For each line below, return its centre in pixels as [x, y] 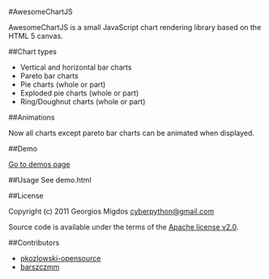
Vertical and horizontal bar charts [76, 67]
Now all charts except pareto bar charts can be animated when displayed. [132, 133]
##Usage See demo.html [50, 180]
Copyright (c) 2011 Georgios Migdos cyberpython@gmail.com [111, 211]
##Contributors [34, 243]
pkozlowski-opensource [60, 258]
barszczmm [40, 267]
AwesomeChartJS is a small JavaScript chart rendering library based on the [135, 27]
